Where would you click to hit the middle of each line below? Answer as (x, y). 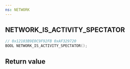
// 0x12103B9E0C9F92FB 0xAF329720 (41, 41)
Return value (25, 61)
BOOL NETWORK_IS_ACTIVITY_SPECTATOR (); (46, 46)
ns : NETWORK (17, 10)
